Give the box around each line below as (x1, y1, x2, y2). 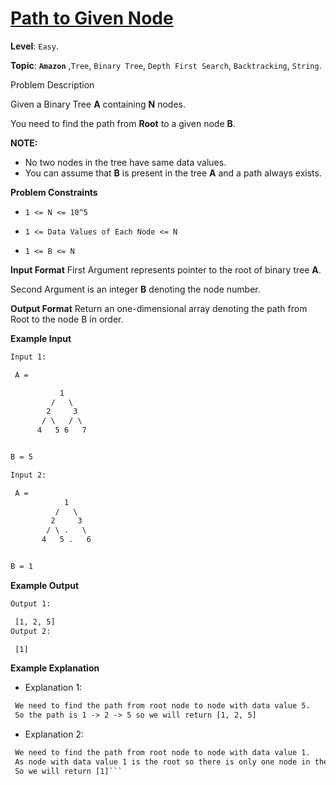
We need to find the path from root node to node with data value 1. (14, 748, 311, 758)
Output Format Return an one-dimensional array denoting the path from (10, 302, 308, 314)
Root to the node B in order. (10, 313, 124, 325)
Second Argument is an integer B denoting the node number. (10, 283, 261, 295)
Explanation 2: (24, 728, 84, 741)
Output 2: (10, 626, 52, 636)
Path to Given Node (10, 7, 174, 30)
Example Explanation (10, 662, 100, 674)
